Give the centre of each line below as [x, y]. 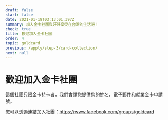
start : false [19, 15]
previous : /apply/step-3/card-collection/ [51, 48]
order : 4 [15, 39]
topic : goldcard [23, 43]
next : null [17, 53]
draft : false [19, 10]
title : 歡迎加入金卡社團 [29, 34]
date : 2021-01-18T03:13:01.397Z [40, 19]
